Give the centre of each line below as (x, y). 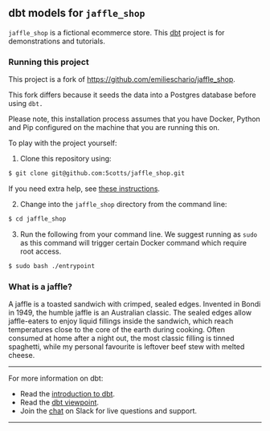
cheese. (22, 356)
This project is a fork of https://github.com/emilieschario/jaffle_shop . (122, 79)
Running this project (49, 62)
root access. (41, 251)
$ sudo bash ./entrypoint (51, 266)
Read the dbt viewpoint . (59, 403)
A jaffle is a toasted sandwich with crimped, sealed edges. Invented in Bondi (135, 304)
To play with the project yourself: (63, 143)
